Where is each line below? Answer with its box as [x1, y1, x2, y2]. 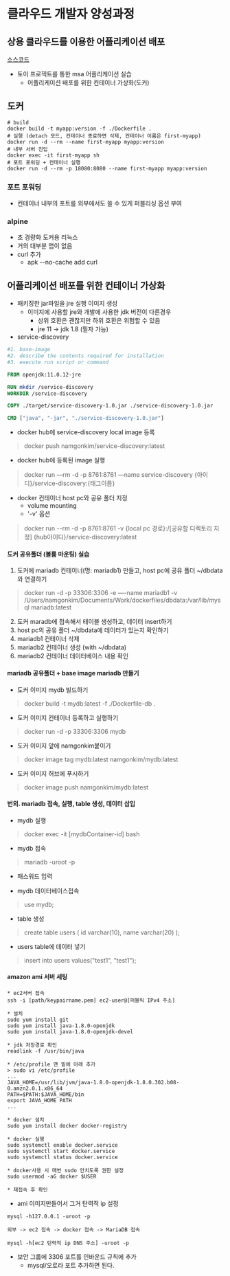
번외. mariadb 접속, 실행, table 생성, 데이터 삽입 [7, 800, 136, 808]
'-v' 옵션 [27, 510, 50, 518]
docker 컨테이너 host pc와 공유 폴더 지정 [16, 494, 128, 502]
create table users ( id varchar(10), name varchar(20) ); [23, 928, 180, 937]
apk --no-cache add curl [27, 258, 98, 267]
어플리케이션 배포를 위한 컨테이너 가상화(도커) [27, 78, 150, 87]
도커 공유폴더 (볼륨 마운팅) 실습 [7, 550, 90, 558]
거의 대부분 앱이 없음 [16, 242, 73, 250]
